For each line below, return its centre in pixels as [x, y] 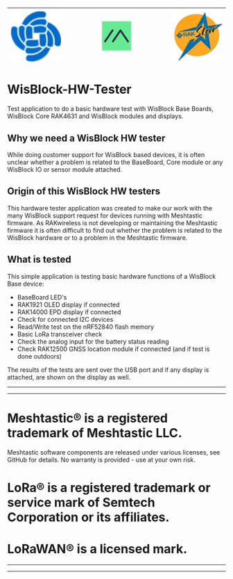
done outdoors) [40, 356]
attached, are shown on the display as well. [69, 377]
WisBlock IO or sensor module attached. [65, 170]
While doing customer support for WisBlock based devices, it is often [106, 155]
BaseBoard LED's [42, 297]
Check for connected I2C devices [65, 319]
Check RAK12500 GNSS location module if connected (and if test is [113, 349]
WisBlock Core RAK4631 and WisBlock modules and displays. [95, 116]
